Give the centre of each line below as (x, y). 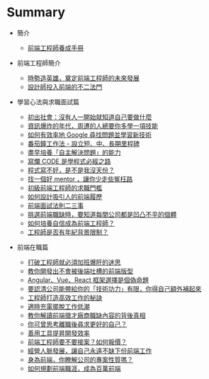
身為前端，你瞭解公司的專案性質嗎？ (80, 359)
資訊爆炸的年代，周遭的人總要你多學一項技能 (93, 125)
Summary (36, 12)
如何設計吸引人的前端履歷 (65, 196)
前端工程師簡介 (39, 63)
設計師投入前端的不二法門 (65, 86)
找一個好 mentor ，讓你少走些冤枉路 (80, 179)
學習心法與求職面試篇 (48, 102)
